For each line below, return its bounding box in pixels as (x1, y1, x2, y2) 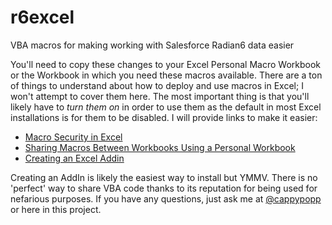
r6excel (10, 6, 75, 29)
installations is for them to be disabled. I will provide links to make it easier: (10, 111, 318, 123)
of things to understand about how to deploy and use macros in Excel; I (10, 79, 304, 91)
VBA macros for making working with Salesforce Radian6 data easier (10, 39, 295, 51)
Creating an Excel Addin (24, 152, 125, 164)
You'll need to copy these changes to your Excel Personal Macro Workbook (10, 58, 321, 70)
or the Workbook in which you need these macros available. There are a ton (10, 69, 323, 81)
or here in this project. (10, 203, 102, 215)
